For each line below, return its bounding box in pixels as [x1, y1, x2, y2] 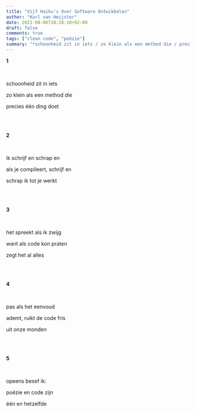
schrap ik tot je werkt [6, 177, 57, 184]
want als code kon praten [6, 240, 67, 247]
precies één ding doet [6, 103, 59, 110]
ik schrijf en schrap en [6, 154, 60, 161]
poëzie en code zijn [6, 389, 54, 396]
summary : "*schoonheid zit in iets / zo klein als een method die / [6, 42, 177, 47]
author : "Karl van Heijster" [6, 14, 77, 20]
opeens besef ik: [6, 377, 47, 384]
